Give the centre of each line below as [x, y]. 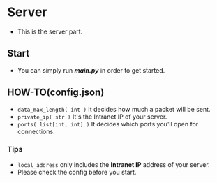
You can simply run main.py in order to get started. [91, 70]
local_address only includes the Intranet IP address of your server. [114, 164]
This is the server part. [50, 31]
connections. [36, 131]
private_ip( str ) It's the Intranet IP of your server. [92, 117]
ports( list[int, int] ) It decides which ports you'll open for [108, 124]
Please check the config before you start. [77, 172]
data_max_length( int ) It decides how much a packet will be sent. [114, 109]
